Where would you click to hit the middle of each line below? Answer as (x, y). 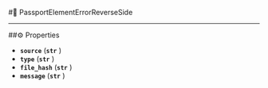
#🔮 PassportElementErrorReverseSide (71, 12)
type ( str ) (37, 59)
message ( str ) (42, 76)
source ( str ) (41, 50)
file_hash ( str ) (46, 67)
